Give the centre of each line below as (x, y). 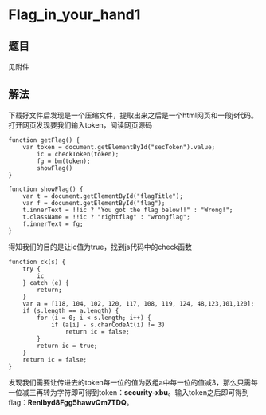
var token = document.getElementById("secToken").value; (119, 147)
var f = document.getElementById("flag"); (94, 203)
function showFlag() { (46, 189)
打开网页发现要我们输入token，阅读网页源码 (80, 125)
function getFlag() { (44, 140)
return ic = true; (67, 346)
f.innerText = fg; (53, 224)
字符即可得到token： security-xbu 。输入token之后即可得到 (153, 392)
